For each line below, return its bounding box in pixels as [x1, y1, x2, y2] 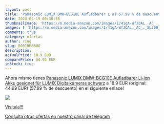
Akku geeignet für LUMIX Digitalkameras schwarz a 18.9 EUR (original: [5, 80, 147, 86]
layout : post [5, 7, 32, 12]
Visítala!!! [5, 104, 23, 110]
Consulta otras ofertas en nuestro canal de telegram [5, 113, 110, 120]
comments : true [5, 30, 36, 35]
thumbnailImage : [5, 21, 38, 26]
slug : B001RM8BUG [5, 43, 41, 48]
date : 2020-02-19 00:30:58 [5, 16, 60, 21]
